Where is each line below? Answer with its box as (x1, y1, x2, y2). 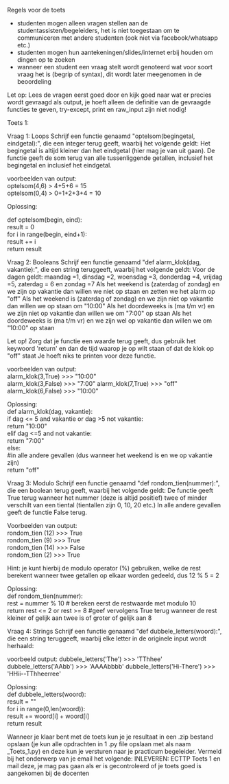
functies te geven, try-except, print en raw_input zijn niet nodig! (7, 106, 186, 113)
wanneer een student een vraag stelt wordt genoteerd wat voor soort (16, 63, 213, 71)
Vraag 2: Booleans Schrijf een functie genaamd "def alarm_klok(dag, (7, 258, 202, 266)
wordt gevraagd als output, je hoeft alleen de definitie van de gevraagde (7, 98, 211, 106)
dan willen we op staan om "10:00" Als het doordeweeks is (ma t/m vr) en (7, 302, 215, 310)
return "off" (7, 466, 40, 474)
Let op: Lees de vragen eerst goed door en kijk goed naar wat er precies (7, 91, 212, 99)
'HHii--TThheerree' (7, 669, 62, 678)
